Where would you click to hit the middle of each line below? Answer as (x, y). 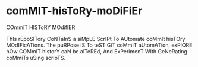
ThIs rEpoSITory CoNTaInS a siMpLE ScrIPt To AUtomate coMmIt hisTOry (96, 39)
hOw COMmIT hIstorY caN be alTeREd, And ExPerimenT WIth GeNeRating (97, 51)
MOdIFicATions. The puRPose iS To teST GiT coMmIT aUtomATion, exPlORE (99, 45)
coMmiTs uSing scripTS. (36, 58)
